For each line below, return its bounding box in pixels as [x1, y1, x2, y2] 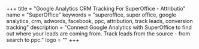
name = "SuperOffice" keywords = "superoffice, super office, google [6, 11, 177, 18]
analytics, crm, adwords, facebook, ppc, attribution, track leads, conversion [6, 18, 193, 24]
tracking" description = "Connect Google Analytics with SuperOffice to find [6, 24, 192, 31]
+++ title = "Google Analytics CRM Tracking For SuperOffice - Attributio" [6, 5, 186, 12]
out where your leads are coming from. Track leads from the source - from [6, 30, 191, 37]
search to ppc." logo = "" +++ [6, 37, 80, 43]
